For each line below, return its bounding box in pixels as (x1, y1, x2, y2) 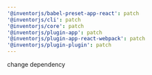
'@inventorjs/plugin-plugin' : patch (7, 42, 112, 48)
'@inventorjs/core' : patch (7, 22, 84, 29)
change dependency (7, 61, 66, 68)
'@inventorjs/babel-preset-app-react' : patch (7, 10, 139, 17)
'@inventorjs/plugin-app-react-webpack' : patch (7, 35, 146, 42)
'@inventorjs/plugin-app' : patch (7, 29, 103, 36)
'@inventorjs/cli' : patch (7, 16, 81, 23)
